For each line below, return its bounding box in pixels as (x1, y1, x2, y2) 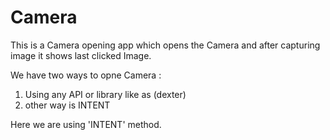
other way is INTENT (24, 99, 111, 111)
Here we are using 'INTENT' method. (10, 118, 162, 130)
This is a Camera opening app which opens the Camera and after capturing (10, 39, 321, 51)
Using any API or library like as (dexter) (24, 88, 187, 100)
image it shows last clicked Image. (10, 49, 152, 61)
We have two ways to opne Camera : (10, 69, 162, 81)
